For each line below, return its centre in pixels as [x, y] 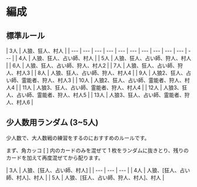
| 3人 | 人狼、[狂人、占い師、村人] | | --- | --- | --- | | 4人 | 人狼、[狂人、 [93, 170]
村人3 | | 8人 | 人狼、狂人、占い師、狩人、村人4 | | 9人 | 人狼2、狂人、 [101, 73]
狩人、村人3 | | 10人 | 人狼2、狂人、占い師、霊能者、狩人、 [113, 80]
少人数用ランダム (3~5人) [52, 123]
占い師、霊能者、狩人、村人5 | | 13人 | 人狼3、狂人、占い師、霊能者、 [100, 95]
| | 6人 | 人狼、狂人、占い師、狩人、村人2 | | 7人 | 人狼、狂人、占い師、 [92, 66]
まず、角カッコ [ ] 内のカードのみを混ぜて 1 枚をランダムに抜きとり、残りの [98, 150]
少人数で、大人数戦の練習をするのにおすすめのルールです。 [78, 138]
